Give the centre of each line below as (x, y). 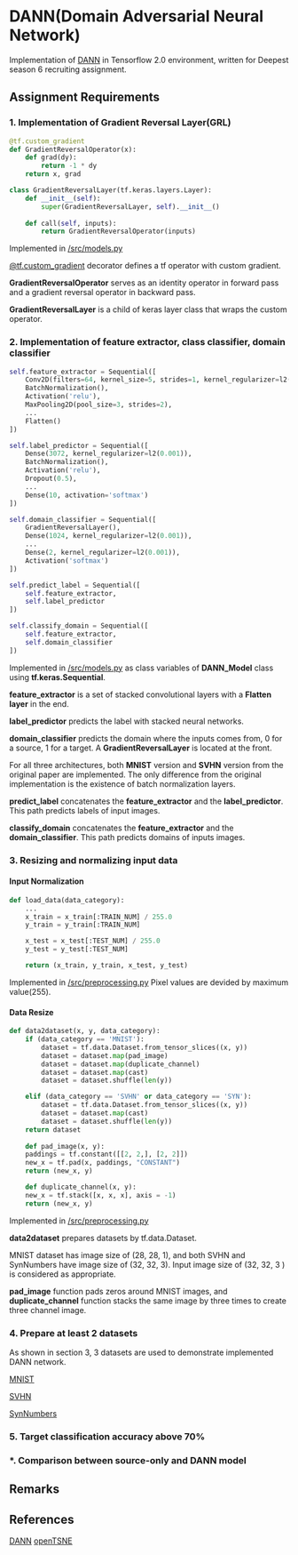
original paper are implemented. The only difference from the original (135, 774)
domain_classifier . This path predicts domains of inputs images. (127, 837)
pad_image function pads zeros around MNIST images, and (118, 1291)
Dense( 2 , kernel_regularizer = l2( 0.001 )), (102, 553)
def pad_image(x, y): (65, 1146)
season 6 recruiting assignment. (68, 69)
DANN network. (38, 1361)
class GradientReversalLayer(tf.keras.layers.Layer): (111, 190)
